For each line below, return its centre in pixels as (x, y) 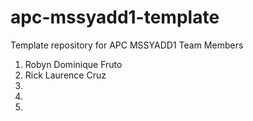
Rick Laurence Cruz (65, 75)
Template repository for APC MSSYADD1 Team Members (127, 45)
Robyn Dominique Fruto (73, 64)
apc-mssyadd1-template (115, 17)
